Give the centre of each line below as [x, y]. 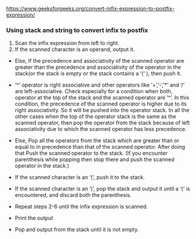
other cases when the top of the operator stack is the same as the [95, 117]
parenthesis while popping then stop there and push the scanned [94, 160]
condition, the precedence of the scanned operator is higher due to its [101, 104]
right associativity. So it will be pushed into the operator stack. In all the [102, 110]
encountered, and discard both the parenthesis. [73, 195]
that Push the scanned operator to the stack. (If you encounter [91, 153]
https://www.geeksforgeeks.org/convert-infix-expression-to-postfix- [91, 9]
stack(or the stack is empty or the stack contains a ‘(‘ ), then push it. [98, 74]
